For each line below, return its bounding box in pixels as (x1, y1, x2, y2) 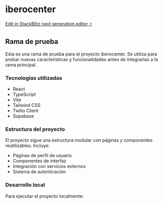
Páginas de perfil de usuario (12, 153, 72, 159)
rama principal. (5, 62, 37, 68)
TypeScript (12, 92, 36, 98)
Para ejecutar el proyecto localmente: (5, 193, 84, 199)
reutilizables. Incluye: (5, 142, 50, 149)
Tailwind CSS (12, 102, 41, 108)
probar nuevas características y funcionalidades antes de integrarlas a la (5, 56, 158, 62)
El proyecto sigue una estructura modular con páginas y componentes (5, 137, 153, 143)
